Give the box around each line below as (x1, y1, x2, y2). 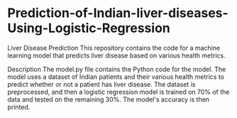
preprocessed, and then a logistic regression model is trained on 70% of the (7, 87, 230, 96)
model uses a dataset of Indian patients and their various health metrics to (7, 73, 225, 81)
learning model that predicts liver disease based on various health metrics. (7, 51, 226, 60)
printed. (7, 102, 31, 111)
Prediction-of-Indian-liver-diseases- (7, 5, 228, 21)
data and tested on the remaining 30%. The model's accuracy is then (7, 95, 210, 104)
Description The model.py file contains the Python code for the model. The (7, 65, 226, 73)
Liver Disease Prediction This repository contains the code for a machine (7, 43, 221, 52)
